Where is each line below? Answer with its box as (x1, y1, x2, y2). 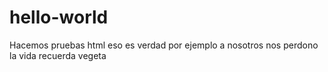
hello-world (9, 6, 109, 29)
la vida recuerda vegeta (9, 49, 107, 61)
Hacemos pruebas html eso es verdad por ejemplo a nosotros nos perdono (9, 39, 319, 51)
